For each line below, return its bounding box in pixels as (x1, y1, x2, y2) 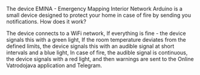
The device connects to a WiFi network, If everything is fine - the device (6, 30, 186, 37)
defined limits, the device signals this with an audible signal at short (6, 42, 175, 50)
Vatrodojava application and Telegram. (6, 62, 103, 69)
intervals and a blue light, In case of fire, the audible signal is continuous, (6, 49, 188, 56)
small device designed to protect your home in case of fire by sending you (6, 11, 192, 19)
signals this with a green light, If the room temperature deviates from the (6, 36, 186, 43)
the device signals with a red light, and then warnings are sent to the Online (6, 56, 195, 62)
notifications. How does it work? (6, 18, 86, 25)
